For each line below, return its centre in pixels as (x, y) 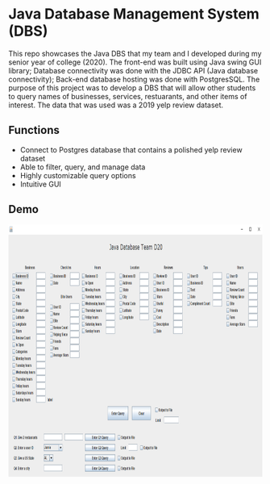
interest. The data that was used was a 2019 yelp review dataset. (116, 105)
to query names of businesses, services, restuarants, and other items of (128, 96)
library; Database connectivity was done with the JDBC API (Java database (133, 70)
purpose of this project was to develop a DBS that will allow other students (132, 88)
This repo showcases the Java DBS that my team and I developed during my (135, 53)
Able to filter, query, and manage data (83, 167)
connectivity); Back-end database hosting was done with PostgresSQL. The (134, 79)
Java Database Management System (134, 14)
